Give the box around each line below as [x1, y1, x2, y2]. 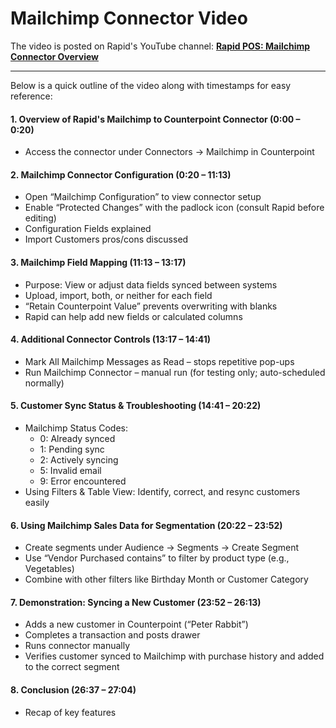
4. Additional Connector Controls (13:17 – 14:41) [10, 333, 212, 346]
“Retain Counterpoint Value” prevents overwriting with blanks [24, 300, 278, 312]
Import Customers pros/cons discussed [24, 233, 189, 246]
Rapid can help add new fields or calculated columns [24, 310, 243, 322]
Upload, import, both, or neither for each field [24, 289, 213, 301]
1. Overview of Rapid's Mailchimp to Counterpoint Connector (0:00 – [10, 113, 301, 125]
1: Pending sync [39, 443, 105, 455]
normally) [24, 377, 65, 389]
